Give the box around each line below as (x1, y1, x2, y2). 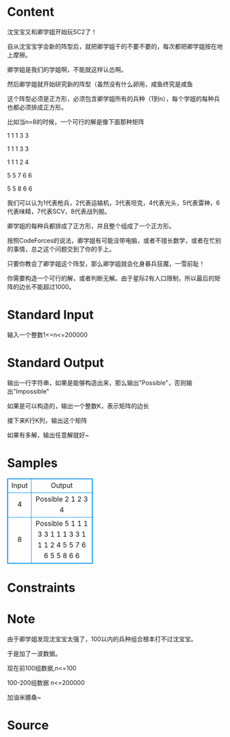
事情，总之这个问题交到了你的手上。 (12, 245, 115, 253)
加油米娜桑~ (7, 693, 42, 701)
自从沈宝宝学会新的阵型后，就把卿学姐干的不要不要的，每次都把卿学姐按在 (7, 42, 217, 50)
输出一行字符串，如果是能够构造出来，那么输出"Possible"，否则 (7, 378, 187, 387)
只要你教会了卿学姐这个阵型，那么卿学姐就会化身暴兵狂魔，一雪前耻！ (7, 259, 205, 267)
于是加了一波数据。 (7, 649, 62, 657)
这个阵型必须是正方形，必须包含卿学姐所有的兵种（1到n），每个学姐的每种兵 (7, 94, 220, 103)
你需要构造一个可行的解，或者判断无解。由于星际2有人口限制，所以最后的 (7, 274, 215, 282)
